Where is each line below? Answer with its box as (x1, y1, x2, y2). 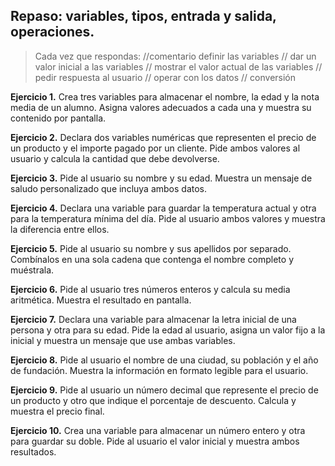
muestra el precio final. (10, 405, 105, 417)
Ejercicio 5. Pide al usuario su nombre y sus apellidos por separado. (10, 242, 292, 254)
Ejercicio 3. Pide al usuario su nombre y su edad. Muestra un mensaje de (10, 172, 313, 184)
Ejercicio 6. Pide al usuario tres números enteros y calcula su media (10, 283, 291, 295)
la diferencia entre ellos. (10, 223, 110, 235)
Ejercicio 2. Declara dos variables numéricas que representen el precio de (10, 131, 317, 143)
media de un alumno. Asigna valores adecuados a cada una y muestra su (10, 101, 312, 113)
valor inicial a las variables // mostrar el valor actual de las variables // (34, 60, 323, 73)
